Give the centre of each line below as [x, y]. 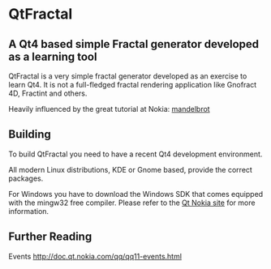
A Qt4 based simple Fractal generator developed [134, 44]
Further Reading [50, 237]
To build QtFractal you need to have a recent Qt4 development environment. [135, 154]
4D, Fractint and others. [48, 93]
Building [30, 134]
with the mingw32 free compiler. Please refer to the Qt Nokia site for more [132, 203]
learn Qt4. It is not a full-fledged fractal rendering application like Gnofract [133, 85]
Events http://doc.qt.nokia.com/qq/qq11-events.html [95, 256]
